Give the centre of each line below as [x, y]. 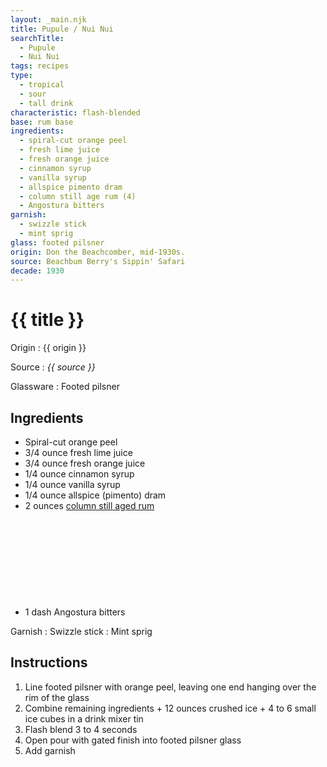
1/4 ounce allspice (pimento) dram [95, 495]
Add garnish [50, 750]
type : [21, 76]
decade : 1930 [37, 271]
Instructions [49, 662]
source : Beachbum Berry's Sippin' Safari [98, 261]
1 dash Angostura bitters [75, 612]
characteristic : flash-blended [75, 112]
